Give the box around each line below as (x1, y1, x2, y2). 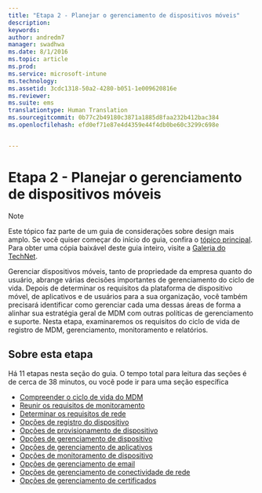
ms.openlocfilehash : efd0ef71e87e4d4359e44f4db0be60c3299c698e (8, 121, 220, 129)
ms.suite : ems (8, 99, 55, 107)
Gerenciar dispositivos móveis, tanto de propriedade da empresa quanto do (8, 266, 253, 276)
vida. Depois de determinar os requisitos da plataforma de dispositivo (8, 283, 233, 293)
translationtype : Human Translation (8, 107, 128, 115)
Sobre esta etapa (8, 348, 93, 361)
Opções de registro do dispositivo (19, 417, 129, 426)
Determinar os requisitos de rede (19, 409, 126, 418)
